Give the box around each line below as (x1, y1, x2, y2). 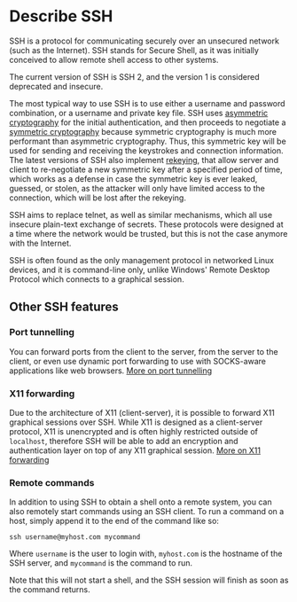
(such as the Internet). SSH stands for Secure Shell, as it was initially (9, 44, 260, 55)
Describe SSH (9, 6, 113, 27)
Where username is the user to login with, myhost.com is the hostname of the (9, 548, 283, 559)
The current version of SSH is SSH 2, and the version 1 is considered (9, 71, 260, 82)
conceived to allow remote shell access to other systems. (9, 54, 219, 65)
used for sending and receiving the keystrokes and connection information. (9, 145, 284, 156)
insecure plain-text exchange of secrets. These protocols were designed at (9, 219, 284, 230)
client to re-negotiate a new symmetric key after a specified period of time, (9, 164, 283, 175)
